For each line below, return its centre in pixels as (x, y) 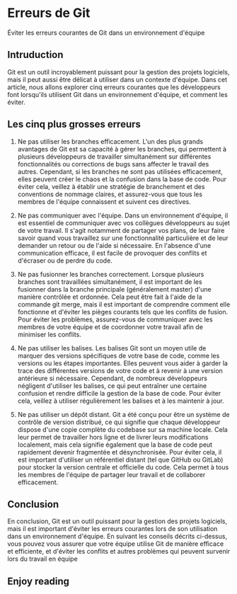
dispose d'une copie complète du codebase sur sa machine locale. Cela (122, 429)
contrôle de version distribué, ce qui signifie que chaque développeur (119, 422)
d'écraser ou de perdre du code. (65, 261)
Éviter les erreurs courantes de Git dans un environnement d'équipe (106, 33)
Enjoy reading (38, 581)
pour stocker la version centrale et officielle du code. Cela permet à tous (123, 467)
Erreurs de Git (49, 13)
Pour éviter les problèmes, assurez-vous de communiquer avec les (115, 319)
